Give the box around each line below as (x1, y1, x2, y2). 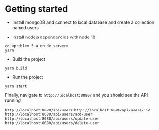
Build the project (12, 56, 45, 62)
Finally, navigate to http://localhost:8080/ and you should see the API (5, 92, 148, 98)
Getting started (5, 3, 68, 15)
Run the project (12, 74, 43, 80)
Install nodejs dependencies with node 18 (12, 34, 96, 40)
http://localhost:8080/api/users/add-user (5, 112, 93, 117)
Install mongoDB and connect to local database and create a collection (12, 19, 155, 25)
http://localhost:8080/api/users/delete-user (5, 120, 99, 125)
